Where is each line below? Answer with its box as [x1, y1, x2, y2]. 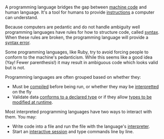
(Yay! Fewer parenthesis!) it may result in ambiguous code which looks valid [5, 60, 158, 65]
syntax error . [5, 40, 31, 46]
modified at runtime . [12, 99, 53, 105]
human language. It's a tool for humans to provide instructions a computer [5, 9, 155, 15]
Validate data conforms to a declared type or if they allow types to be [12, 94, 152, 100]
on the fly [12, 89, 32, 94]
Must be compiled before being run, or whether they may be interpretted [12, 84, 159, 90]
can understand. [5, 15, 38, 20]
